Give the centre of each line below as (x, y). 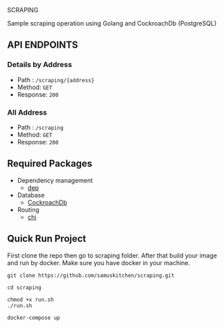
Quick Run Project (47, 239)
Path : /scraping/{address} (56, 79)
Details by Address (40, 65)
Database (31, 195)
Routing (28, 209)
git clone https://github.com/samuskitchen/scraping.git (91, 276)
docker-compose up (34, 318)
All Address (27, 112)
